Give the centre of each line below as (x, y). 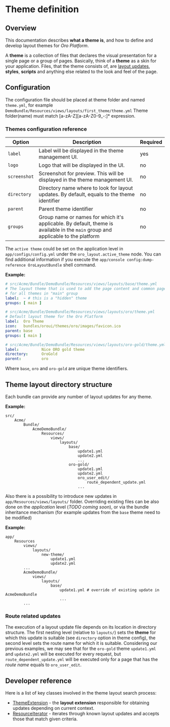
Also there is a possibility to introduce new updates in (61, 496)
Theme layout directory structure (59, 385)
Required (151, 142)
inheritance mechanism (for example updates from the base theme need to (83, 513)
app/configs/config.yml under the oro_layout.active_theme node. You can (83, 254)
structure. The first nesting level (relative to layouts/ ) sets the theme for (80, 633)
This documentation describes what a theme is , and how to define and (79, 40)
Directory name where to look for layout (86, 188)
